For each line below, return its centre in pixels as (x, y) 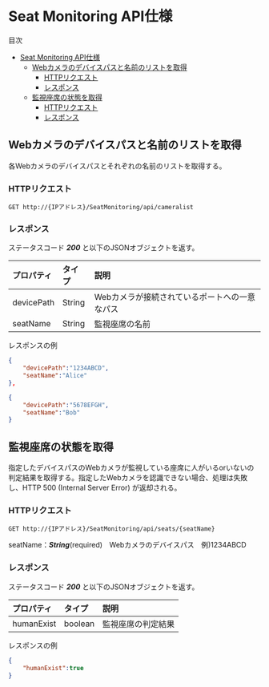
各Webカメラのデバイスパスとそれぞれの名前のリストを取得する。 (117, 166)
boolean (79, 624)
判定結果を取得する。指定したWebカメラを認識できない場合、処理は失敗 (128, 478)
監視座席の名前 (122, 324)
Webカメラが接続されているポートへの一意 (175, 297)
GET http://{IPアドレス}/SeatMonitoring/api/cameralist (101, 208)
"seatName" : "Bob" (52, 412)
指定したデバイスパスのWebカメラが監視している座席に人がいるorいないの (131, 468)
